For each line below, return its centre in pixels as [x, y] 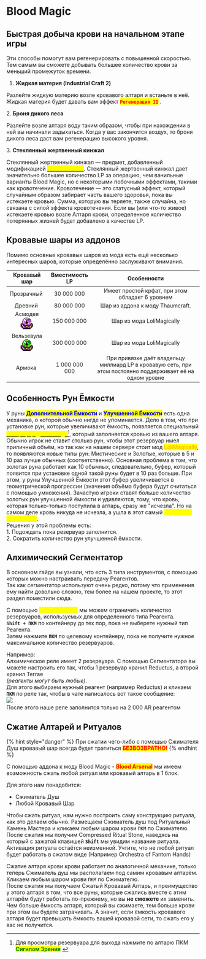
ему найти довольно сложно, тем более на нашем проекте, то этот [94, 592]
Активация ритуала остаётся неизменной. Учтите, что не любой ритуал [100, 848]
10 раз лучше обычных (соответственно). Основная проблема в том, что [102, 460]
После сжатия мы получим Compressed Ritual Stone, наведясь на [93, 835]
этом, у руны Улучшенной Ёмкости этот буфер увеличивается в [90, 479]
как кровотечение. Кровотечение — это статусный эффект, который [96, 188]
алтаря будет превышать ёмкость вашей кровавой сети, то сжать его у [100, 919]
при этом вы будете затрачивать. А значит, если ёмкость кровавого [96, 912]
